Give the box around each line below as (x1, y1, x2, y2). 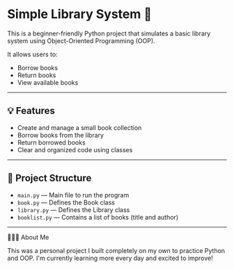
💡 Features (7, 105, 56, 117)
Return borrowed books (17, 138, 86, 147)
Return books (17, 71, 56, 79)
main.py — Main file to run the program (17, 190, 130, 199)
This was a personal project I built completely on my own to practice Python (7, 246, 225, 254)
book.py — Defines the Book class (17, 198, 115, 206)
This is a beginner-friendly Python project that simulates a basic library (7, 29, 211, 38)
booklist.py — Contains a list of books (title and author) (17, 213, 179, 221)
